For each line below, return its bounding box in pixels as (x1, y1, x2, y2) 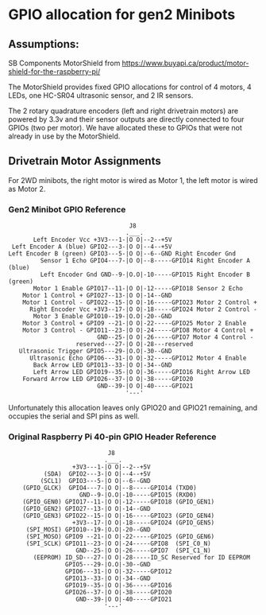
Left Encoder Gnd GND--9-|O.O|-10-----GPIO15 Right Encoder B (40, 271, 250, 279)
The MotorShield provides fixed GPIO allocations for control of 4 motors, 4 (8, 82, 252, 91)
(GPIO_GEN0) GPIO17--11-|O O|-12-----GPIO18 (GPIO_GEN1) (22, 498, 215, 506)
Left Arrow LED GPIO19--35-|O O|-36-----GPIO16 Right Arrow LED (33, 368, 250, 376)
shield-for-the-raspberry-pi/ (8, 67, 101, 76)
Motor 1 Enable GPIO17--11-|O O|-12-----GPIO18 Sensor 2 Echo (33, 285, 244, 293)
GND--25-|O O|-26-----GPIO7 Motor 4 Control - (96, 333, 254, 341)
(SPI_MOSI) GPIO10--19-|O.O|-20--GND (25, 526, 151, 534)
